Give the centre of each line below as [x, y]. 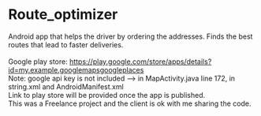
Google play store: [38, 62]
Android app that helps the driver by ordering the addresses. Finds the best [130, 36]
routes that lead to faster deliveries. [66, 44]
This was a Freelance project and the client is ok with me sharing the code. [130, 103]
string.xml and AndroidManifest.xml [66, 86]
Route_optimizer [63, 15]
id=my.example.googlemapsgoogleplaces [76, 69]
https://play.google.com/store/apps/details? [141, 62]
